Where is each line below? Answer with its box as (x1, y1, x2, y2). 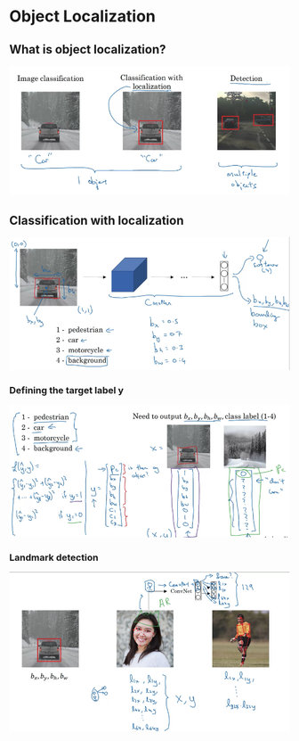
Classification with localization (9, 212, 184, 228)
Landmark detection (9, 551, 99, 564)
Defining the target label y (9, 383, 125, 396)
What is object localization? (9, 42, 166, 57)
